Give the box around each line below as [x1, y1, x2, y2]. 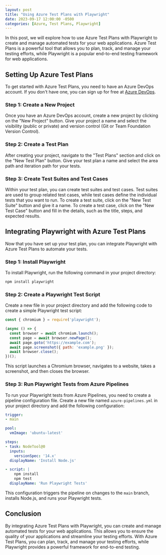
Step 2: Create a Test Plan [5, 141, 68, 148]
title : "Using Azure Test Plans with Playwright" [5, 12, 110, 17]
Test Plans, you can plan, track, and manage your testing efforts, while [5, 539, 149, 545]
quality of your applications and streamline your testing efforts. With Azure [5, 533, 158, 539]
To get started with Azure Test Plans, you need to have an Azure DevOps [5, 84, 154, 90]
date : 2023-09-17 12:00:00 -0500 [5, 16, 74, 21]
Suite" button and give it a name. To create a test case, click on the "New [5, 202, 155, 208]
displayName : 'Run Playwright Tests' [9, 481, 88, 486]
